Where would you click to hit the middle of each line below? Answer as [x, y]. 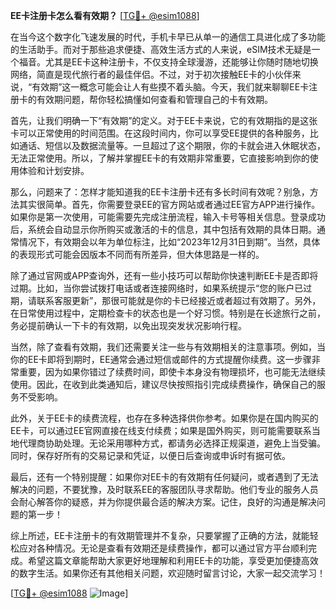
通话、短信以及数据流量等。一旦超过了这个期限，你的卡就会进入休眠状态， [172, 145]
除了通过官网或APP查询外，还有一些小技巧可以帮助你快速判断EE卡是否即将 [164, 275]
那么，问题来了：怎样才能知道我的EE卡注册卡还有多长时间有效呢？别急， [160, 192]
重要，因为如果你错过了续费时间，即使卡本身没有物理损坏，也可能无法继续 [172, 372]
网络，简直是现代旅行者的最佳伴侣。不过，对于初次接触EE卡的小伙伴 [151, 74]
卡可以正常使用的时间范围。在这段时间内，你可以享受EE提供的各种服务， [160, 133]
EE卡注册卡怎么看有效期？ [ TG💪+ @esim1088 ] [105, 15]
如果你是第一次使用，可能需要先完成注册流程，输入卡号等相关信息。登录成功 [168, 217]
